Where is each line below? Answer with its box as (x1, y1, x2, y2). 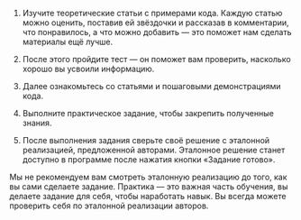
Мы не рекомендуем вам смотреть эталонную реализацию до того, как (9, 171, 287, 182)
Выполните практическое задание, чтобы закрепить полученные (22, 108, 275, 118)
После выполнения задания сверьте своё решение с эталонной (22, 135, 270, 145)
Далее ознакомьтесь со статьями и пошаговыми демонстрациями (22, 81, 281, 91)
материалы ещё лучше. (22, 36, 114, 47)
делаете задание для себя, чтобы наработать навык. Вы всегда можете (9, 191, 287, 201)
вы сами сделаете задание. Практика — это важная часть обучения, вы (9, 181, 288, 192)
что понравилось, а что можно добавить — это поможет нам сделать (22, 27, 292, 37)
